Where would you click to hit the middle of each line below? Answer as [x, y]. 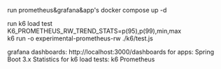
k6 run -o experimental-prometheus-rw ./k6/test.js [80, 38]
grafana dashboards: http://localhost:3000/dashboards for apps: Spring [111, 52]
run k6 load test [30, 23]
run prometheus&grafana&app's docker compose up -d [87, 10]
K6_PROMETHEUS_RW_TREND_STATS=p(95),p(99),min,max [94, 31]
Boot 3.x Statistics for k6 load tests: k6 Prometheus [81, 59]
